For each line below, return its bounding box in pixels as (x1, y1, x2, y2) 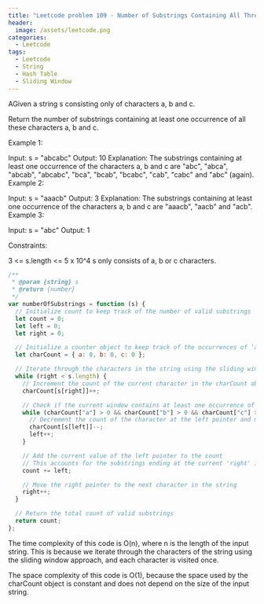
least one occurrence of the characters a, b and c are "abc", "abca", (8, 161, 229, 171)
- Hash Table (15, 70, 58, 78)
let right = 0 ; (15, 330, 65, 337)
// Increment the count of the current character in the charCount (22, 379, 247, 388)
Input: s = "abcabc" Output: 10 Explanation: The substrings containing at (8, 153, 242, 162)
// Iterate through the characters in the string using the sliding (15, 365, 244, 374)
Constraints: (8, 241, 48, 250)
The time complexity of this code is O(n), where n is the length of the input (8, 538, 249, 547)
